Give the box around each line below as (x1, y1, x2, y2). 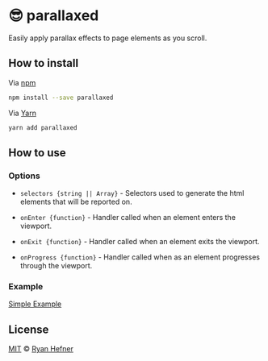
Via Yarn (8, 108, 36, 118)
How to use (8, 146, 66, 160)
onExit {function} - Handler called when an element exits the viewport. (19, 237, 260, 247)
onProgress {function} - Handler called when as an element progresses (19, 252, 261, 262)
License (8, 322, 49, 336)
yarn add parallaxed (8, 123, 78, 131)
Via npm (8, 77, 36, 87)
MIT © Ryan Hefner (8, 344, 74, 354)
